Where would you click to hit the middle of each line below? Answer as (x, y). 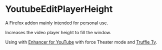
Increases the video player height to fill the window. (58, 32)
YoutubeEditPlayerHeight (59, 9)
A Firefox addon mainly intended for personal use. (57, 23)
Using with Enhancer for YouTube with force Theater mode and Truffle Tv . (81, 42)
